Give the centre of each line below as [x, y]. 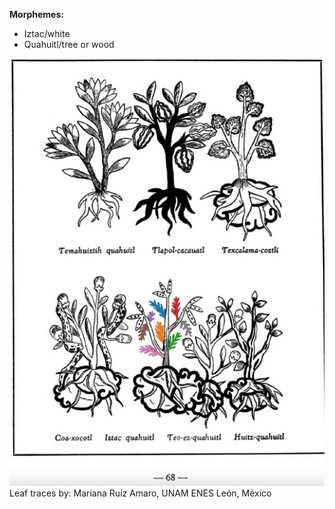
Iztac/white [47, 33]
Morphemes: [36, 14]
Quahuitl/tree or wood [69, 44]
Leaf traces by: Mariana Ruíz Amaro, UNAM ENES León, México [140, 493]
